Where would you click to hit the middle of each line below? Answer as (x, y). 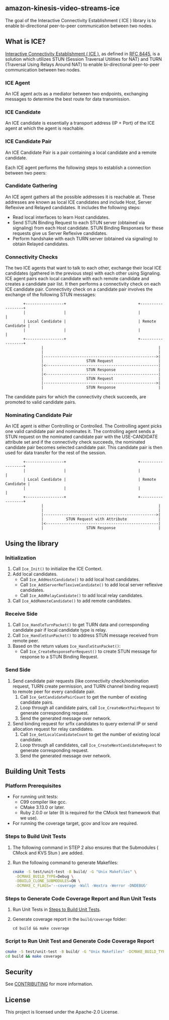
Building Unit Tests (35, 772)
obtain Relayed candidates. (40, 244)
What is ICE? (26, 41)
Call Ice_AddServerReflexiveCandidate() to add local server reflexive (91, 585)
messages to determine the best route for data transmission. (68, 99)
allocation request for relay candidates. (53, 729)
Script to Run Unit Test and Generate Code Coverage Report (80, 941)
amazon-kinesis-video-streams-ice (62, 8)
